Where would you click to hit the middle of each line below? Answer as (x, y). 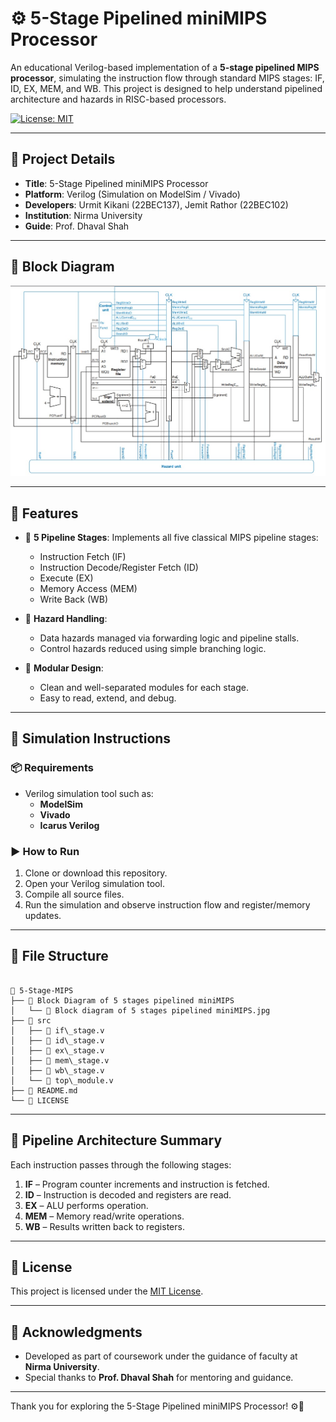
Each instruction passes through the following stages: (121, 1164)
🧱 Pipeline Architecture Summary (116, 1140)
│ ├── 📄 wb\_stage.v (57, 1070)
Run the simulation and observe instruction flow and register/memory (167, 904)
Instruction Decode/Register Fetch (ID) (119, 567)
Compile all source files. (74, 894)
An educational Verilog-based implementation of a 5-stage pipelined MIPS (165, 67)
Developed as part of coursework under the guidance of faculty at (161, 1356)
